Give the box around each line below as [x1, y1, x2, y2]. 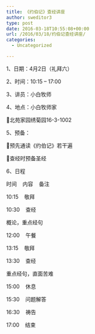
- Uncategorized [11, 43, 52, 49]
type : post [6, 20, 33, 26]
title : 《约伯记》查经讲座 [6, 8, 66, 15]
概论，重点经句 [6, 218, 43, 226]
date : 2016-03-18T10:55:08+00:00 [6, 25, 90, 32]
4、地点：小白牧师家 [6, 103, 57, 110]
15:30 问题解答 [6, 295, 47, 303]
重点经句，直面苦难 [6, 269, 54, 277]
